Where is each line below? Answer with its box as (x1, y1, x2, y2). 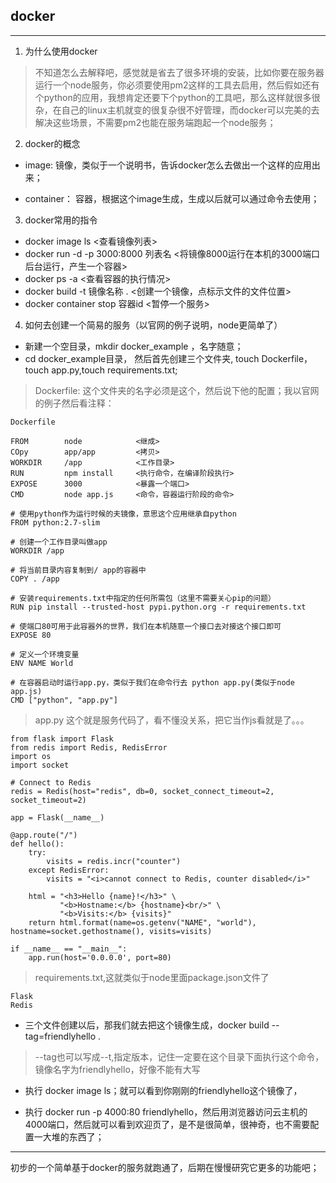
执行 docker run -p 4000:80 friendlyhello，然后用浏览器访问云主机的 (24, 1105, 308, 1118)
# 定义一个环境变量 (10, 649, 80, 659)
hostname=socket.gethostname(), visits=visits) (10, 926, 213, 936)
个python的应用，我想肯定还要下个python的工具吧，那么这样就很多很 (34, 91, 321, 103)
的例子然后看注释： (34, 397, 115, 409)
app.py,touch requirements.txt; (51, 364, 178, 376)
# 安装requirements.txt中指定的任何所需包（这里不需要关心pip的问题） (10, 593, 276, 603)
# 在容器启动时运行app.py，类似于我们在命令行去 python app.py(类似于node (10, 677, 295, 688)
